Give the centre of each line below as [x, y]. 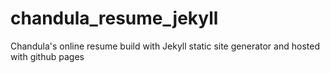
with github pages [47, 56]
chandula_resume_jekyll [114, 18]
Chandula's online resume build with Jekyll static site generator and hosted [165, 46]
